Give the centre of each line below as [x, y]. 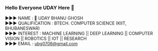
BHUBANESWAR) [22, 28]
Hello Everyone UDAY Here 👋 [40, 8]
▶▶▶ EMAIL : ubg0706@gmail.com [41, 44]
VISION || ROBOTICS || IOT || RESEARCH [46, 38]
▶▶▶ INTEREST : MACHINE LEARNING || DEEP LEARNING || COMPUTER [79, 34]
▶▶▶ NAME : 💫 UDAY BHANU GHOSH [44, 18]
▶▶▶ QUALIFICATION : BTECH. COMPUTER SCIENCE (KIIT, [66, 23]
